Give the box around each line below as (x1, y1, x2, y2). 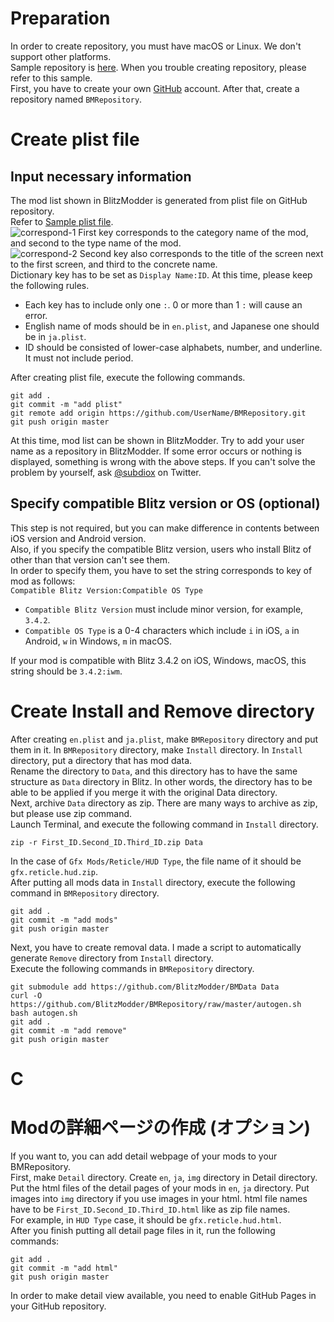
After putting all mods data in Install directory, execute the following (10, 876, 296, 888)
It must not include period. (24, 352, 134, 364)
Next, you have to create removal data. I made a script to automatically (10, 941, 302, 953)
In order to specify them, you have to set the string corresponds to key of (10, 564, 313, 576)
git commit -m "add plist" (10, 399, 123, 409)
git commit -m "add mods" (10, 915, 118, 925)
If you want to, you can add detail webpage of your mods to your (10, 1150, 278, 1162)
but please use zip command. (10, 807, 133, 819)
